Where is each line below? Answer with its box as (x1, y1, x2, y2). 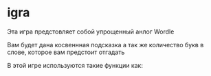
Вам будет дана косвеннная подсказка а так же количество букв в (7, 40, 204, 49)
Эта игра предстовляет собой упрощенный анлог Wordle (7, 27, 175, 36)
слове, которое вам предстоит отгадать (7, 48, 125, 56)
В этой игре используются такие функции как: (7, 61, 143, 69)
